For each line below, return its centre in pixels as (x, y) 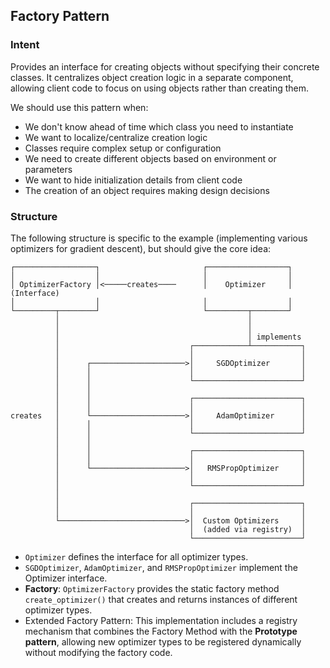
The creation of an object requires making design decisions (147, 190)
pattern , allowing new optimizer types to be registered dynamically (163, 641)
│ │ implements (178, 337)
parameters (48, 169)
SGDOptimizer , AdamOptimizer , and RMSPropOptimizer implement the (161, 567)
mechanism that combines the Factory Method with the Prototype (161, 631)
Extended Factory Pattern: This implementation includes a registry (161, 620)
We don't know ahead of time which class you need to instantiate (159, 126)
